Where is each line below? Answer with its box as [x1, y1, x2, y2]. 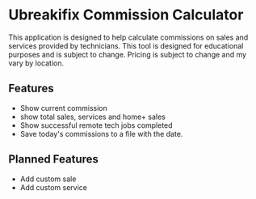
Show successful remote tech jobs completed [19, 120, 173, 130]
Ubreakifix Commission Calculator [8, 6, 244, 24]
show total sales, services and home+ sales [19, 112, 166, 121]
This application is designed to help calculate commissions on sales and [8, 32, 249, 42]
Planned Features [8, 152, 99, 167]
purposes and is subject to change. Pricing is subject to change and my [8, 49, 247, 59]
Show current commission [19, 103, 107, 112]
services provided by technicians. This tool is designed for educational [8, 40, 244, 50]
